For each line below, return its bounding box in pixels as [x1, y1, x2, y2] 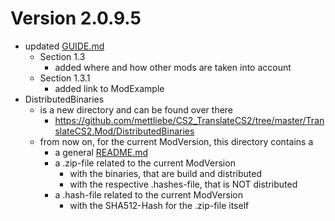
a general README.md [54, 146, 148, 158]
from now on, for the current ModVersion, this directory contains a [39, 135, 314, 147]
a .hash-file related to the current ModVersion [54, 188, 244, 201]
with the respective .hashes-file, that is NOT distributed [69, 178, 298, 190]
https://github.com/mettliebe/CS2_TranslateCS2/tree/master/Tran [54, 114, 325, 126]
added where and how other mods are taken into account [54, 61, 292, 73]
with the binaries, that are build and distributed [69, 167, 262, 179]
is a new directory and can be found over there [39, 103, 234, 116]
